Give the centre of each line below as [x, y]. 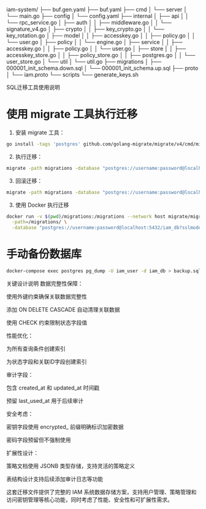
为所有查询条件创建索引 [36, 349]
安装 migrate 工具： [40, 132]
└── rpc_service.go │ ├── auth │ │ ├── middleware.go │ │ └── [89, 22]
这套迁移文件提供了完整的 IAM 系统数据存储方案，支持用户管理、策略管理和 [101, 492]
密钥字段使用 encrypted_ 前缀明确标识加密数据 [65, 427]
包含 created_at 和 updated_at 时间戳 [53, 388]
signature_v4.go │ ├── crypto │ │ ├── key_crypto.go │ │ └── [85, 29]
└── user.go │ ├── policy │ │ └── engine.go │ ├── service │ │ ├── [94, 42]
